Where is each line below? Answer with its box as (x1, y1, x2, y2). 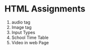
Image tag (11, 24, 32, 30)
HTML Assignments (4, 3, 86, 14)
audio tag (11, 19, 31, 25)
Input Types (11, 29, 36, 35)
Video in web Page (11, 39, 49, 45)
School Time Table (11, 35, 49, 40)
